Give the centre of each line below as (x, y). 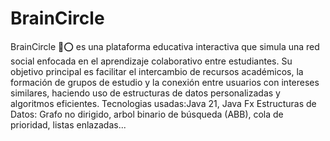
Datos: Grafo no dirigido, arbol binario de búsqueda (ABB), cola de (147, 114)
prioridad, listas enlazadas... (68, 124)
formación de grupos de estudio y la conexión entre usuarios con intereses (165, 82)
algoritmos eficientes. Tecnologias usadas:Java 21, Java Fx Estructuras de (163, 103)
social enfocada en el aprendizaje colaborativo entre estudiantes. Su (151, 61)
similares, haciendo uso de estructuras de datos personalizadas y (145, 93)
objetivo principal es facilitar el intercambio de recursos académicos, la (157, 71)
